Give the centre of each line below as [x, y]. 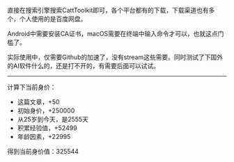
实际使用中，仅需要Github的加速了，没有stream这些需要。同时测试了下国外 [115, 57]
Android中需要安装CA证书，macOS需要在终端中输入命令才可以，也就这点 [112, 34]
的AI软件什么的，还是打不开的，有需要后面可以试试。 [84, 66]
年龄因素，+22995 [44, 137]
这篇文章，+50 [39, 102]
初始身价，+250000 [46, 111]
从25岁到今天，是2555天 [53, 119]
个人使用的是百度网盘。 [53, 19]
